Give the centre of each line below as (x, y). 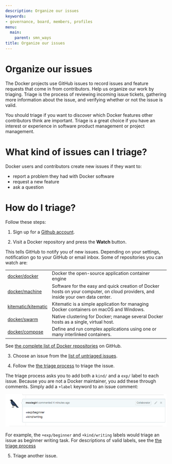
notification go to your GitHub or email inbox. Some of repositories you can (84, 257)
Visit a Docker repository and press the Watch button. (70, 242)
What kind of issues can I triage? (76, 152)
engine (59, 279)
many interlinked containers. (82, 334)
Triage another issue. (35, 456)
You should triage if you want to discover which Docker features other (79, 115)
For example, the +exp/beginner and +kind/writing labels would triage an (82, 435)
